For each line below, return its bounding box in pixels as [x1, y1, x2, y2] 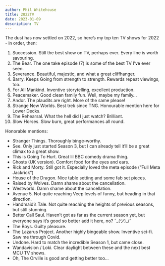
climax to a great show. [12, 148, 60, 154]
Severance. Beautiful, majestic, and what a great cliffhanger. [12, 71, 136, 77]
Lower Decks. [12, 108, 41, 114]
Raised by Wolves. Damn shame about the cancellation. [12, 180, 126, 186]
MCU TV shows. [12, 250, 46, 256]
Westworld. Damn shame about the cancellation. [12, 185, 111, 192]
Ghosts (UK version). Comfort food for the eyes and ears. [12, 159, 130, 165]
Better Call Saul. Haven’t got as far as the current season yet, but [12, 212, 145, 218]
